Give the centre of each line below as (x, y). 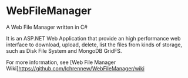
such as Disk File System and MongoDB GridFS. (64, 50)
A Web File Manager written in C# (47, 27)
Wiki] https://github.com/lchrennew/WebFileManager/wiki (75, 68)
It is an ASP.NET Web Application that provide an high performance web (93, 38)
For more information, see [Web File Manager (61, 62)
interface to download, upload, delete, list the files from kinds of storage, (94, 45)
